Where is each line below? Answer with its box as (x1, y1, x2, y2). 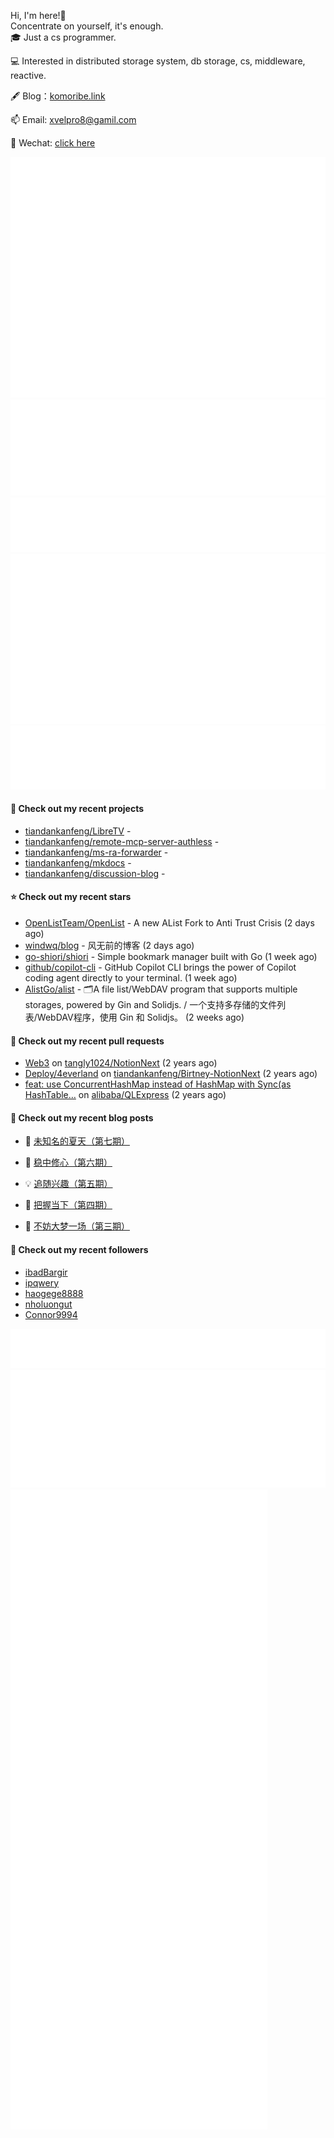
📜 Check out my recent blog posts (10, 1111, 154, 1124)
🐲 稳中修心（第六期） (24, 1156, 113, 1169)
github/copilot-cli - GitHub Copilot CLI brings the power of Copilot (24, 961, 297, 973)
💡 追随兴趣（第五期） (24, 1178, 113, 1190)
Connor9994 (24, 1308, 78, 1320)
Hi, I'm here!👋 (10, 10, 67, 21)
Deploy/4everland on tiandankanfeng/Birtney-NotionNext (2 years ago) (24, 1068, 318, 1080)
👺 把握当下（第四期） (24, 1199, 113, 1211)
